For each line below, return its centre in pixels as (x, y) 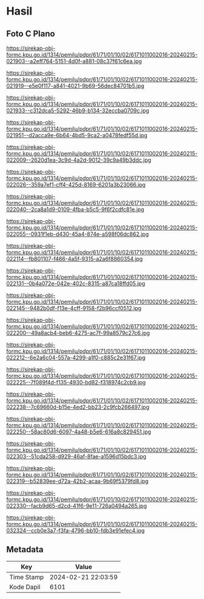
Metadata (25, 549)
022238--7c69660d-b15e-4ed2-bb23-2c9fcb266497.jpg (78, 407)
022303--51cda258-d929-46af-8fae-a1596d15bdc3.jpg (76, 456)
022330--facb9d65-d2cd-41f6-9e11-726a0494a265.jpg (76, 506)
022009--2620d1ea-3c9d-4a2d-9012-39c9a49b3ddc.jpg (79, 160)
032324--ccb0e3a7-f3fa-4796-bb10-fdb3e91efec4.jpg (76, 531)
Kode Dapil (25, 587)
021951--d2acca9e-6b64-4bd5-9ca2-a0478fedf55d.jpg (77, 135)
